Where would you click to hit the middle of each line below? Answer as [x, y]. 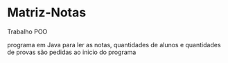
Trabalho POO [27, 32]
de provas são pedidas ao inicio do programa [72, 52]
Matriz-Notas [47, 13]
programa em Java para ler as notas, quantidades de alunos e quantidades [114, 45]
